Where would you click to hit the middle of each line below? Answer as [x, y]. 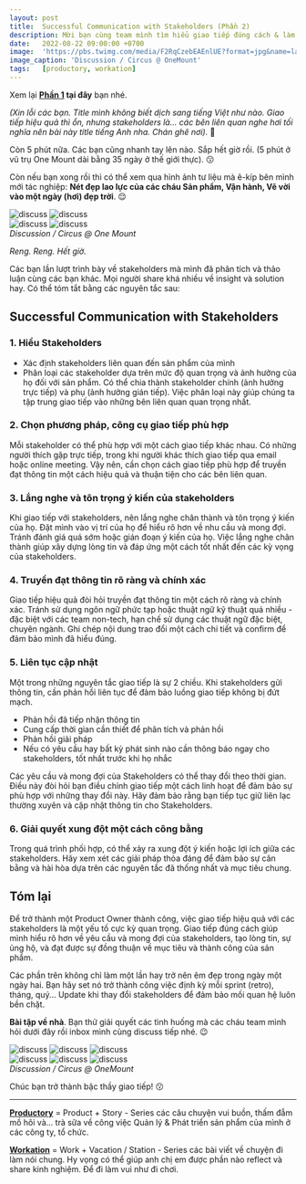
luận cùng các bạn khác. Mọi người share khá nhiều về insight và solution [147, 278]
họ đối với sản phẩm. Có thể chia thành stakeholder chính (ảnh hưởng [153, 382]
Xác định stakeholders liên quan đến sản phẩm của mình [128, 362]
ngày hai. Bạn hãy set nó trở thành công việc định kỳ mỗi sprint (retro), [142, 985]
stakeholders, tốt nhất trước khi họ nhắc [97, 758]
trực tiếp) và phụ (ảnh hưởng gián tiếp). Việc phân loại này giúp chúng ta [158, 392]
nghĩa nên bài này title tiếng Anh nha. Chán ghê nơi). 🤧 [112, 131]
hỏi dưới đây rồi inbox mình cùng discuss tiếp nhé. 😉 [109, 1032]
